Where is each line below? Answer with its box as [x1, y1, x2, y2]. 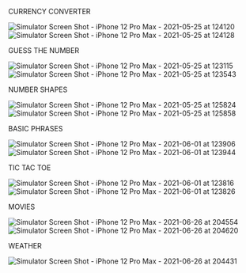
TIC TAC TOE [8, 163, 51, 173]
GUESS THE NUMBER [8, 46, 80, 55]
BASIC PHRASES [8, 124, 63, 133]
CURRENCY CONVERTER [8, 7, 91, 16]
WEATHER [8, 241, 42, 250]
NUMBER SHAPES [8, 85, 68, 94]
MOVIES [8, 202, 36, 211]
